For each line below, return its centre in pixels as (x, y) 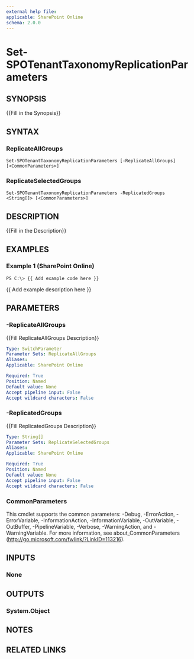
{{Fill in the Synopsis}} (33, 113)
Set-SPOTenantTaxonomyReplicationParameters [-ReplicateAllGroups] (91, 161)
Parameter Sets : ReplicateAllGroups (51, 354)
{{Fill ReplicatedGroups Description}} (51, 426)
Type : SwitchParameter (34, 349)
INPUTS (21, 558)
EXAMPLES (28, 249)
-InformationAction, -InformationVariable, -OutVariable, (108, 520)
